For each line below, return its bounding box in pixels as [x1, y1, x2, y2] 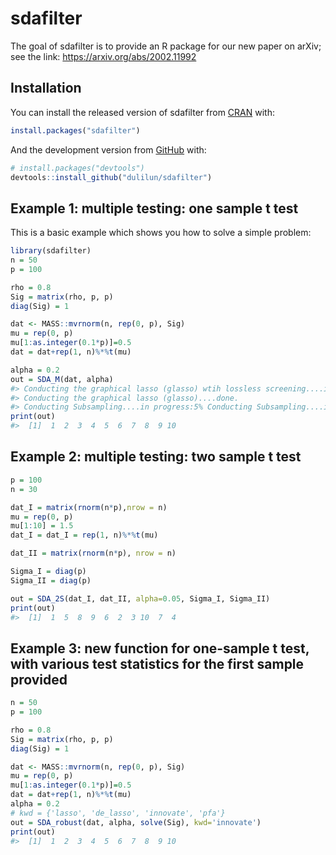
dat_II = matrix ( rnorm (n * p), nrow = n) [10, 548, 177, 559]
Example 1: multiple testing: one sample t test [10, 200, 299, 217]
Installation [10, 80, 82, 97]
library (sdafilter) [10, 246, 92, 256]
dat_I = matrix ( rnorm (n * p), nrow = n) [10, 502, 168, 512]
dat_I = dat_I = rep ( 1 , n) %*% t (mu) [10, 530, 159, 541]
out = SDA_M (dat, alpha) [10, 374, 114, 384]
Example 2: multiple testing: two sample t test [10, 448, 302, 466]
